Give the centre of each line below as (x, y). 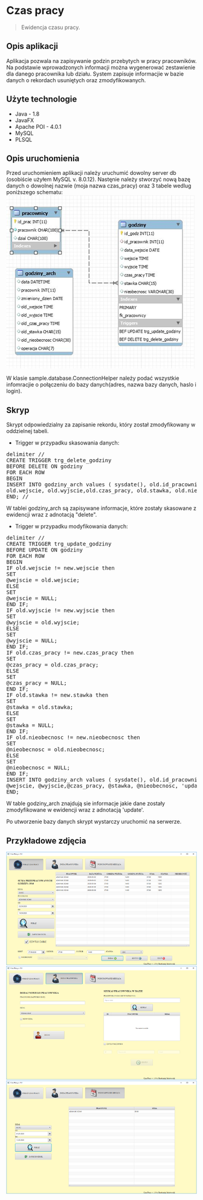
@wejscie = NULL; (32, 598)
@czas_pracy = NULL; (37, 683)
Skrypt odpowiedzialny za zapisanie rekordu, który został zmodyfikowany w (101, 425)
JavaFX (24, 120)
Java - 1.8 (27, 114)
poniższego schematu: (35, 192)
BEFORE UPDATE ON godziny (45, 550)
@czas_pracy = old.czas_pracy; (53, 665)
